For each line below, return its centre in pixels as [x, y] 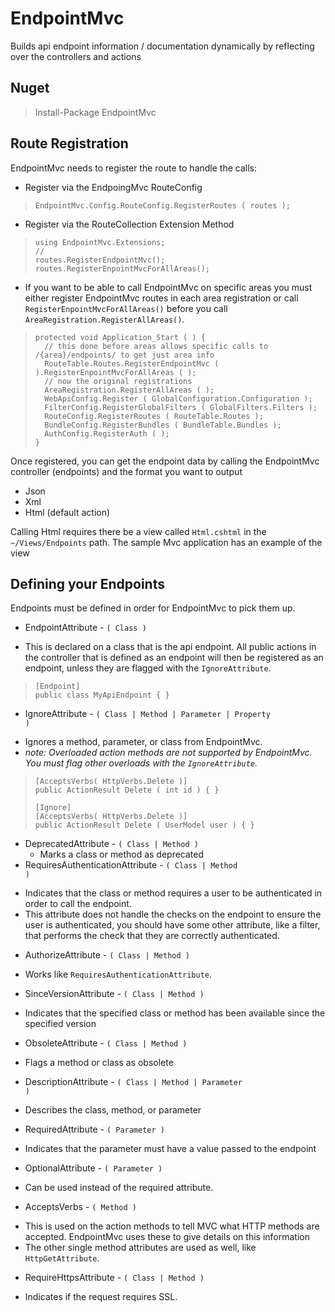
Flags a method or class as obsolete [99, 1063]
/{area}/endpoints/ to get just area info [124, 355]
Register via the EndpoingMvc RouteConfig [113, 187]
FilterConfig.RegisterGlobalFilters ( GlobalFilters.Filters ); [181, 407]
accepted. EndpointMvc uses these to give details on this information [167, 1237]
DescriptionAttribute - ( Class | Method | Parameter [133, 1082]
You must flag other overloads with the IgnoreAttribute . [141, 763]
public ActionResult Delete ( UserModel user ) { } [144, 825]
